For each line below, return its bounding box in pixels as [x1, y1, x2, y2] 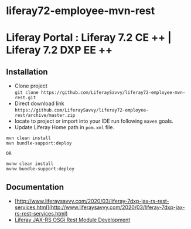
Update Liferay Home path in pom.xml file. [14, 124, 115, 131]
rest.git [14, 95, 36, 101]
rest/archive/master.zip [14, 113, 76, 119]
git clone [14, 90, 39, 96]
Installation [6, 66, 48, 77]
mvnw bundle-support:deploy [6, 166, 75, 172]
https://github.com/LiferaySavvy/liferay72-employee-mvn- [40, 90, 186, 96]
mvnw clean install [6, 161, 54, 167]
